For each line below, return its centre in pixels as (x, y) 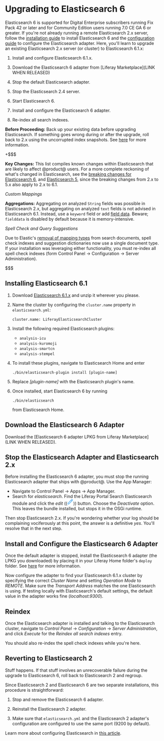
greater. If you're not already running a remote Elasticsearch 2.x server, (77, 33)
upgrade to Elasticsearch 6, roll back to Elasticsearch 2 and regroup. (74, 675)
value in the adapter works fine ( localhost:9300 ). (54, 596)
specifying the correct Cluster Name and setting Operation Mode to (73, 581)
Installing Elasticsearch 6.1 (46, 283)
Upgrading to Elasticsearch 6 (65, 9)
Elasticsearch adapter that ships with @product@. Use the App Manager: (79, 482)
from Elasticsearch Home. (38, 410)
